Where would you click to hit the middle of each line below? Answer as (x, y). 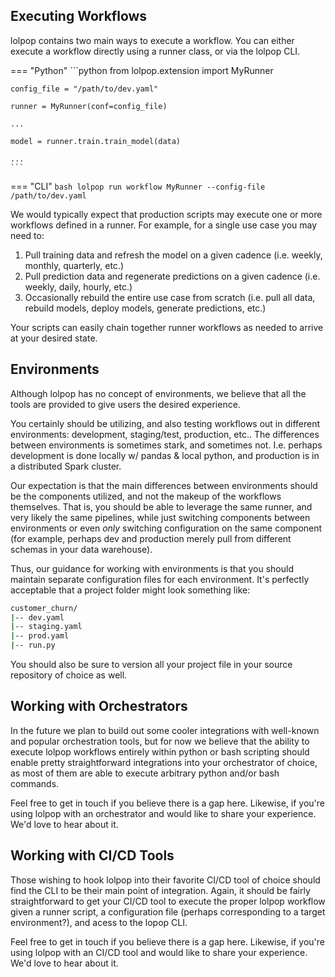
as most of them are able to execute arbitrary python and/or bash (145, 773)
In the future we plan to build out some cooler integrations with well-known (165, 730)
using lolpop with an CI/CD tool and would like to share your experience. (159, 952)
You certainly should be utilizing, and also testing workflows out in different (165, 423)
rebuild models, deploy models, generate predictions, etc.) (145, 308)
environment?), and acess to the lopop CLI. (99, 922)
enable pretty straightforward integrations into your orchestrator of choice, (164, 762)
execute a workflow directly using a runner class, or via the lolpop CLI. (155, 51)
